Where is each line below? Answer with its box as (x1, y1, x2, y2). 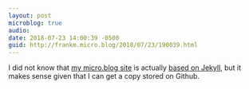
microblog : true (8, 19, 62, 27)
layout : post (8, 11, 52, 20)
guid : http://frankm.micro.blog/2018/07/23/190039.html (8, 41, 198, 49)
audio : (8, 26, 30, 34)
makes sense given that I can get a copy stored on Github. (8, 72, 200, 81)
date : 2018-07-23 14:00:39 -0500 (8, 33, 120, 42)
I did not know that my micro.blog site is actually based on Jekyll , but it (8, 63, 242, 72)
